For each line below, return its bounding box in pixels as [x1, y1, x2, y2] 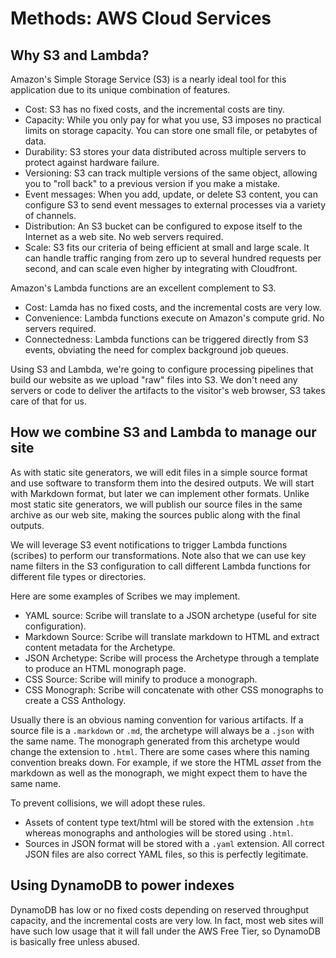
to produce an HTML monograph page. [24, 662, 187, 674]
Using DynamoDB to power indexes [10, 877, 235, 894]
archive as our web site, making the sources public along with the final [10, 508, 301, 521]
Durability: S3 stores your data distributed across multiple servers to [24, 146, 307, 157]
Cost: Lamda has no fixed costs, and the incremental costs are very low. [24, 302, 322, 313]
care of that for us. [10, 395, 87, 407]
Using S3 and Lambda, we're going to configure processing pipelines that [10, 363, 314, 375]
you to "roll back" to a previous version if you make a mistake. [24, 178, 281, 189]
